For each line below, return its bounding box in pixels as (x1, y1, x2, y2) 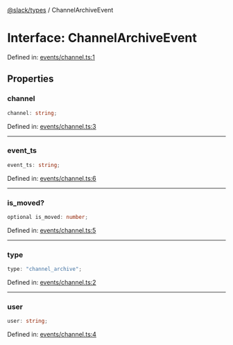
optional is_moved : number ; (7, 213, 89, 220)
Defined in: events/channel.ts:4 (7, 330, 97, 339)
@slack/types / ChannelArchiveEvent (7, 6, 114, 14)
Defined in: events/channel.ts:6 (7, 174, 97, 182)
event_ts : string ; (7, 161, 60, 168)
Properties (7, 73, 54, 85)
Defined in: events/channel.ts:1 (7, 53, 96, 61)
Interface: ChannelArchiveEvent (7, 30, 198, 46)
